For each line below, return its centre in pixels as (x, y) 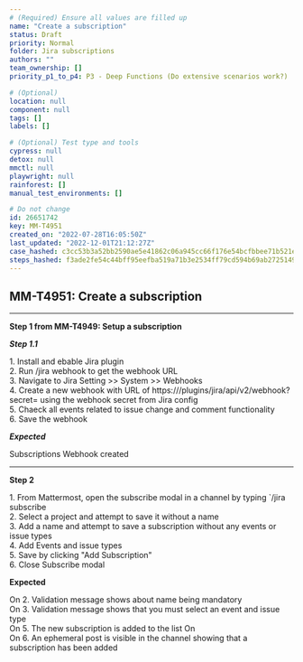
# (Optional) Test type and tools (74, 143)
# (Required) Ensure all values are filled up (98, 18)
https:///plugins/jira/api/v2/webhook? (221, 390)
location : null (38, 101)
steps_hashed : (36, 260)
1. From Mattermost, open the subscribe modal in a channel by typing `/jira (147, 498)
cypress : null (36, 151)
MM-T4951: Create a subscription (106, 296)
